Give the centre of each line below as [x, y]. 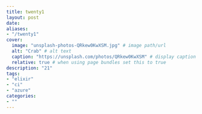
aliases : [17, 29]
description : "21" [29, 68]
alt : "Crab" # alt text [41, 51]
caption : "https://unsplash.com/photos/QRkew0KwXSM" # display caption [104, 57]
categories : [21, 96]
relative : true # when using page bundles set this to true [89, 62]
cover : [15, 40]
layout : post [23, 17]
